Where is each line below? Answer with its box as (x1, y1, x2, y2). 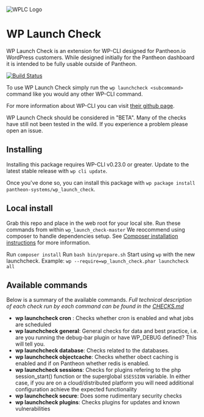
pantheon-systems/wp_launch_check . (6, 185, 96, 193)
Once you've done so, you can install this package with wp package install (6, 179, 195, 186)
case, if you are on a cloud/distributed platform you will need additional (15, 379, 194, 387)
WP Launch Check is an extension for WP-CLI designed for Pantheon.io (6, 47, 186, 54)
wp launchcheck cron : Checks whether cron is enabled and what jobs (15, 315, 194, 322)
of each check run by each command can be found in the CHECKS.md (6, 302, 185, 310)
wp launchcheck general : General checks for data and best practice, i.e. (15, 327, 199, 335)
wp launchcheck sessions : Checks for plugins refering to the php (15, 366, 181, 374)
